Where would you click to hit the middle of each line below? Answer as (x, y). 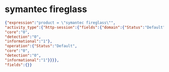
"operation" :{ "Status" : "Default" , (41, 46)
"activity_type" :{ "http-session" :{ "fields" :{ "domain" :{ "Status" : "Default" (85, 27)
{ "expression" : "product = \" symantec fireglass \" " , (60, 23)
